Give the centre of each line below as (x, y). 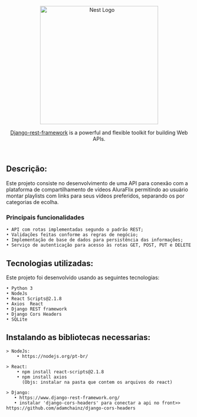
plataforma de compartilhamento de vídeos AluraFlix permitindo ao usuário (97, 189)
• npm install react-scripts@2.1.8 (60, 372)
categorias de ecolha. (32, 202)
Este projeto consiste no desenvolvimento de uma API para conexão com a (97, 183)
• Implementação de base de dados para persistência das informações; (95, 240)
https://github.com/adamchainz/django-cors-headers (71, 408)
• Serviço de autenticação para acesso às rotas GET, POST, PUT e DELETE (99, 245)
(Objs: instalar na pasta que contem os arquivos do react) (97, 382)
